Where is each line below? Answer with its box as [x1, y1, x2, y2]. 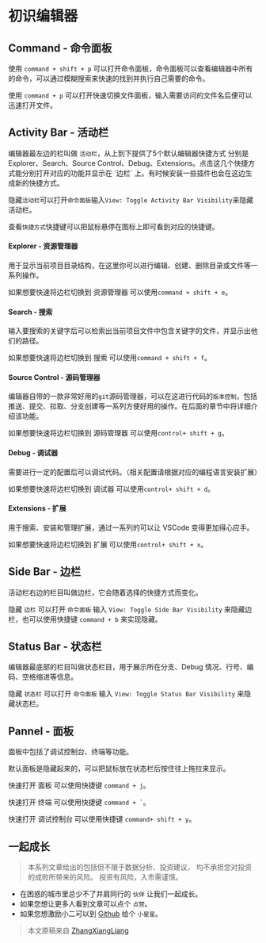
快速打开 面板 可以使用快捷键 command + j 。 [8, 780, 150, 790]
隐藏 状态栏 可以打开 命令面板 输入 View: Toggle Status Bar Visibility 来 [8, 689, 245, 699]
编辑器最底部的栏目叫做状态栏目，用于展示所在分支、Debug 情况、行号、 [8, 662, 247, 672]
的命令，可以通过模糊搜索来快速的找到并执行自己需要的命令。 [8, 74, 210, 83]
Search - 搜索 [8, 307, 53, 316]
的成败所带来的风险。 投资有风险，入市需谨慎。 [27, 872, 183, 882]
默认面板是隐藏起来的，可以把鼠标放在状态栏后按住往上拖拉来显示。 [8, 764, 230, 773]
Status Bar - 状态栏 [8, 640, 102, 654]
